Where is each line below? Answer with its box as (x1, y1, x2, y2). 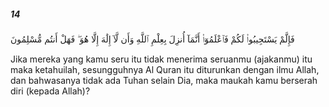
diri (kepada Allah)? (10, 85, 91, 97)
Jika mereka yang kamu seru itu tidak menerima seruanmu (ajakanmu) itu (10, 53, 313, 65)
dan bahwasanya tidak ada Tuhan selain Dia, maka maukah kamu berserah (10, 74, 318, 86)
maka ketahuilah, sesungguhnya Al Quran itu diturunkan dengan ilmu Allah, (10, 63, 320, 75)
